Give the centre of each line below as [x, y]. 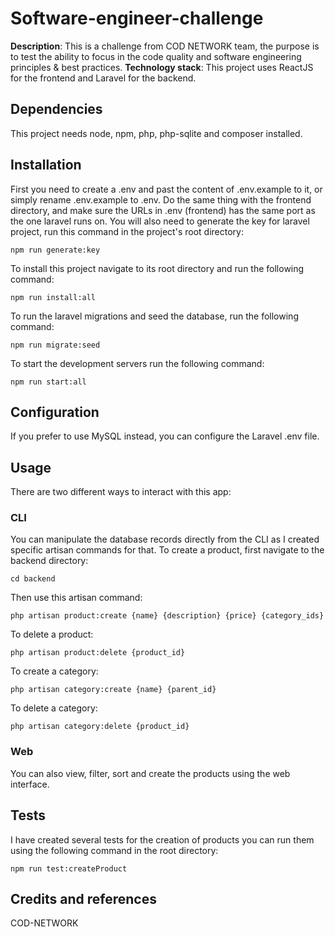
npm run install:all [53, 297]
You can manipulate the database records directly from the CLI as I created [165, 539]
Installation [46, 165]
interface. [30, 784]
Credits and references [83, 898]
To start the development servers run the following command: [137, 363]
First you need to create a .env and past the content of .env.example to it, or [166, 189]
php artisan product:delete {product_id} [98, 653]
